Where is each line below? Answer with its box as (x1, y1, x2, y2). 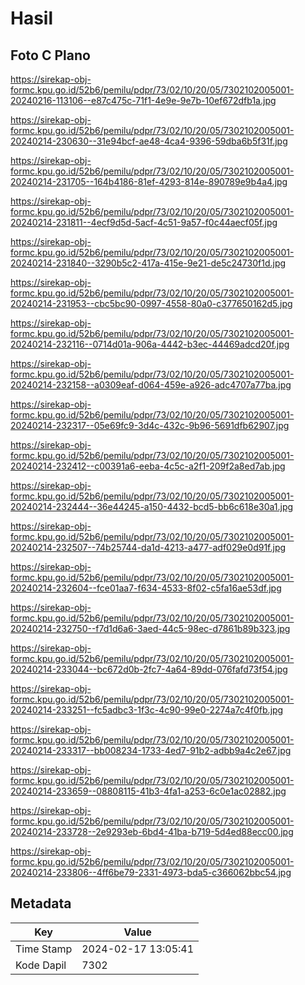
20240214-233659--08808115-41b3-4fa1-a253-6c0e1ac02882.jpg (10, 785, 287, 797)
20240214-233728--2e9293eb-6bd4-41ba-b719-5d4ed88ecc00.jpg (10, 826, 294, 837)
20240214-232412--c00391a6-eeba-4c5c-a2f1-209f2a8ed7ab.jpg (10, 460, 286, 472)
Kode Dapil (15, 958, 67, 972)
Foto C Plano (10, 47, 91, 64)
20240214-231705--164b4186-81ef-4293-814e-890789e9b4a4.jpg (10, 176, 288, 187)
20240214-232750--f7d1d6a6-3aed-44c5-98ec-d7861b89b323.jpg (10, 623, 291, 634)
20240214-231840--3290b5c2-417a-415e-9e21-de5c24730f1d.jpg (10, 257, 287, 269)
